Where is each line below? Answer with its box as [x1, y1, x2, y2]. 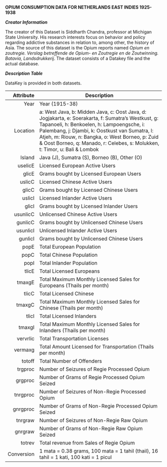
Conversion [7, 451, 35, 458]
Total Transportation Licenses [39, 335, 109, 342]
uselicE [17, 162, 35, 169]
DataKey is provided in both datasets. [5, 80, 82, 86]
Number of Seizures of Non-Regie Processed [39, 388, 146, 395]
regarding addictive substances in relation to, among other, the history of [5, 39, 155, 45]
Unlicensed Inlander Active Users [39, 227, 118, 234]
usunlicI [16, 227, 35, 234]
